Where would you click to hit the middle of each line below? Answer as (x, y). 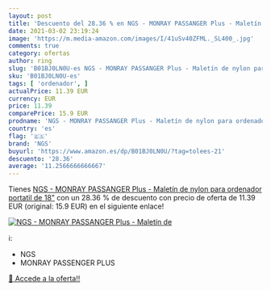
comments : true (34, 46)
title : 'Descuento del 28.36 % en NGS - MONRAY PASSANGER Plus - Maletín (135, 23)
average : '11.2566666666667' (57, 167)
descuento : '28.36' (41, 158)
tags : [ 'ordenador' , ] (48, 83)
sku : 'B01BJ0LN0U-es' (45, 76)
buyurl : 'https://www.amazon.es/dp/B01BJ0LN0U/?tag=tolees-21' (117, 151)
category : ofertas (39, 53)
